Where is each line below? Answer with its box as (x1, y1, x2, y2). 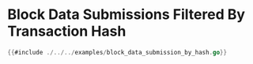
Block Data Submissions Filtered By (7, 6, 246, 24)
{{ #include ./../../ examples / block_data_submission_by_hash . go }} (7, 48, 227, 56)
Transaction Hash (7, 22, 126, 40)
